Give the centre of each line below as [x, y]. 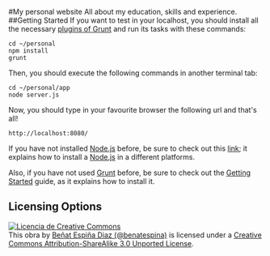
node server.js [34, 95]
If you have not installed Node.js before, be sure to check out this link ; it [128, 148]
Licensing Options [55, 207]
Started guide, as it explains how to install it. [82, 181]
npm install [28, 51]
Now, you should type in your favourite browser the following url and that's [133, 110]
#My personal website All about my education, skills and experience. [123, 12]
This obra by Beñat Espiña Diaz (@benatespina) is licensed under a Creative [135, 235]
